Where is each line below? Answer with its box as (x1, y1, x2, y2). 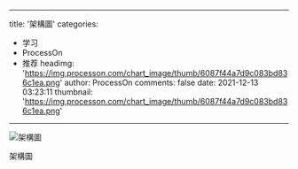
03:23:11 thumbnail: (21, 87, 93, 97)
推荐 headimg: (21, 58, 75, 68)
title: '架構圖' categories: (9, 19, 99, 29)
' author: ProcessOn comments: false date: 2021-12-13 (59, 77, 259, 88)
